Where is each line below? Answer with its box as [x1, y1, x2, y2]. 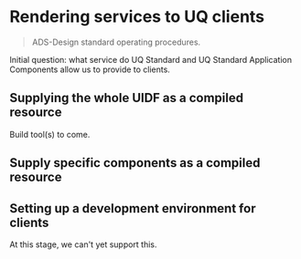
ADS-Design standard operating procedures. [31, 36, 201, 47]
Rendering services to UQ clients [9, 6, 265, 27]
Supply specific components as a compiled [9, 155, 261, 171]
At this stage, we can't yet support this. [9, 239, 157, 250]
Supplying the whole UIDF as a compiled [9, 90, 244, 106]
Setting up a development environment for [9, 201, 256, 216]
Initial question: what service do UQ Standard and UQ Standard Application [9, 54, 293, 65]
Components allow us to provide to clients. [9, 64, 171, 75]
